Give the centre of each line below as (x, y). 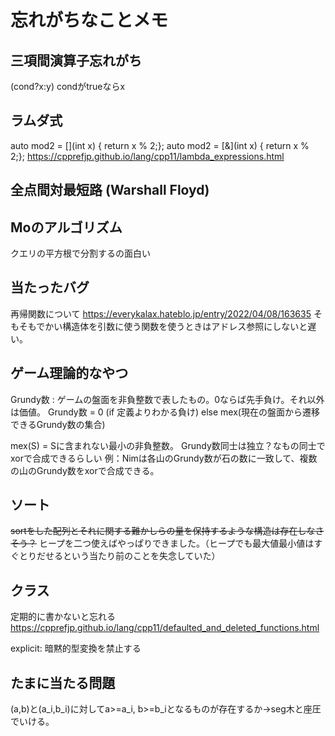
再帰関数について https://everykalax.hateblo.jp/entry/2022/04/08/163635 (161, 313)
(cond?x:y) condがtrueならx (68, 86)
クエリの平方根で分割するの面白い (80, 253)
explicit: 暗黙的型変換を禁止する (76, 648)
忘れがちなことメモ (89, 20)
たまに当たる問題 (63, 682)
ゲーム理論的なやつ (69, 373)
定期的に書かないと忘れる (63, 617)
